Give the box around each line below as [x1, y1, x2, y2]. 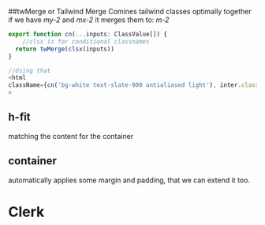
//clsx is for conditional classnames [22, 37, 150, 46]
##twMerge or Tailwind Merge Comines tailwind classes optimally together [8, 7, 252, 16]
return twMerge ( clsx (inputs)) [15, 45, 114, 53]
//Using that [8, 66, 51, 74]
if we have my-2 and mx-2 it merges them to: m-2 [8, 15, 170, 24]
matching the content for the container [8, 131, 134, 141]
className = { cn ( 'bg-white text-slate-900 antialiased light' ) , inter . [8, 81, 242, 89]
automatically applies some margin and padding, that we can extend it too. [8, 175, 251, 185]
